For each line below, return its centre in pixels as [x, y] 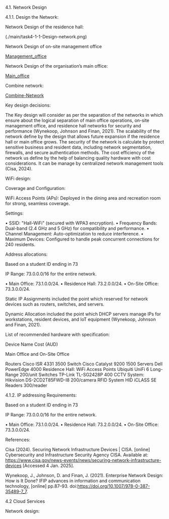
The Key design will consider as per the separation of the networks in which [84, 115]
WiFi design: [18, 178]
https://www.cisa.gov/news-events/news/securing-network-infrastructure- [83, 460]
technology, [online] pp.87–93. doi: [41, 486]
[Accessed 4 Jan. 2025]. [48, 465]
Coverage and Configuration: [35, 188]
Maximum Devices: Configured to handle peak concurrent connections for [82, 239]
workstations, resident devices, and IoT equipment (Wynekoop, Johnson [81, 319]
